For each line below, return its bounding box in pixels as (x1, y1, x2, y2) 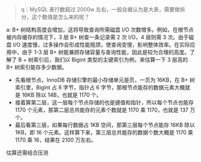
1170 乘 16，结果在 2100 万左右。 (14, 136, 97, 143)
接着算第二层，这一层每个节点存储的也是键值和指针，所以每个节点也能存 (14, 99, 194, 106)
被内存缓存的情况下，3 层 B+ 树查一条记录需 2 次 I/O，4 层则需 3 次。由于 (6, 34, 189, 41)
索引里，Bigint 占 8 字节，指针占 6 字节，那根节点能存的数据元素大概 (14, 84, 185, 91)
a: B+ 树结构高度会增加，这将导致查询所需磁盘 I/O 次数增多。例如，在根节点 (6, 26, 194, 33)
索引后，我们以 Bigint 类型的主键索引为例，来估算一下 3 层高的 (33, 56, 188, 63)
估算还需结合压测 (6, 149, 49, 156)
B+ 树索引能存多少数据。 (6, 64, 68, 71)
